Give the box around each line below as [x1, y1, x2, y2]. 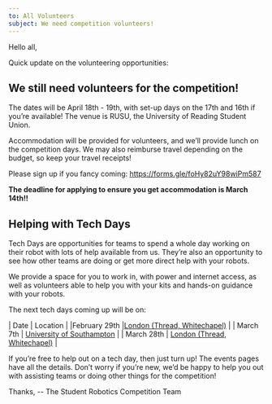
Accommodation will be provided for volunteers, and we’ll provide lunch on [8, 136, 259, 146]
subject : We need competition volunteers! [8, 20, 154, 28]
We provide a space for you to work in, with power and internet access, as [8, 272, 257, 282]
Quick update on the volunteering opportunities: [8, 58, 169, 68]
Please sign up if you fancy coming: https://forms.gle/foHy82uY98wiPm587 [8, 169, 261, 179]
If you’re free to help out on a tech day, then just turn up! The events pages [8, 353, 260, 363]
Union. [8, 120, 31, 130]
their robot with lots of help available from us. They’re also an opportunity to [8, 248, 263, 257]
